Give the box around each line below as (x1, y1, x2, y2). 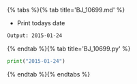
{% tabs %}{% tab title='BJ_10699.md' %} (7, 6, 125, 14)
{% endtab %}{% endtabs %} (7, 70, 91, 78)
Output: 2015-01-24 (7, 32, 63, 39)
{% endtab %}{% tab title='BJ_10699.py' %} (7, 44, 131, 53)
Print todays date (16, 19, 65, 27)
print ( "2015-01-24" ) (7, 57, 66, 64)
